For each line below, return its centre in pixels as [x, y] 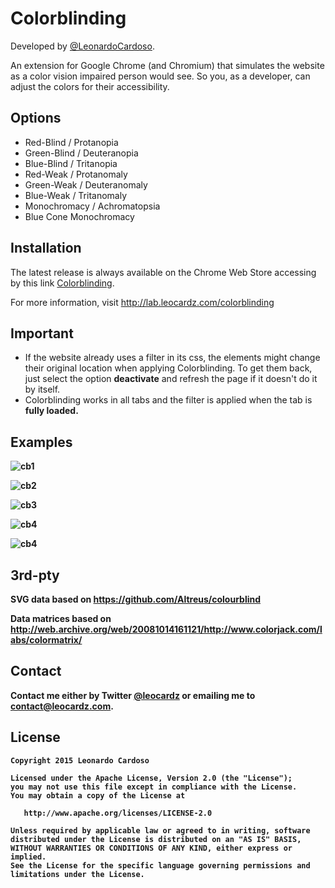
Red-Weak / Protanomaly [76, 174]
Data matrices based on [61, 618]
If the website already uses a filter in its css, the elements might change [172, 358]
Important [42, 333]
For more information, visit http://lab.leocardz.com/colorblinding [142, 302]
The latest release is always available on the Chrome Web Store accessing [163, 272]
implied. [28, 857]
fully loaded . [51, 411]
